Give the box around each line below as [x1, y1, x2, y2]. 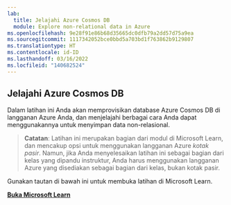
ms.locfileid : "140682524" [7, 62, 85, 69]
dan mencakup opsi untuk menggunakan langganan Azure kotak [24, 142, 209, 150]
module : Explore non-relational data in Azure [13, 23, 151, 30]
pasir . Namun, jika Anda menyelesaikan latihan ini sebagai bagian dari [24, 149, 224, 157]
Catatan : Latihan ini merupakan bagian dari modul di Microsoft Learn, [24, 134, 223, 142]
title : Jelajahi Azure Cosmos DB [13, 17, 110, 24]
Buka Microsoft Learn [7, 190, 71, 199]
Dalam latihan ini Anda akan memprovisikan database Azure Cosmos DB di [7, 106, 221, 115]
